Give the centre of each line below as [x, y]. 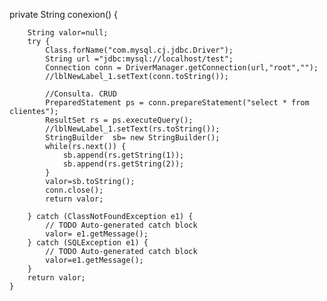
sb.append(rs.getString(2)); [123, 164]
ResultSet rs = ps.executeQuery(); [119, 120]
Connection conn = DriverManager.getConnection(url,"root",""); [182, 68]
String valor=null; [68, 33]
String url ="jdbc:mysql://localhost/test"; [139, 59]
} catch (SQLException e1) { [88, 243]
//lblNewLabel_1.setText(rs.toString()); [133, 129]
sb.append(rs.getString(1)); [123, 155]
